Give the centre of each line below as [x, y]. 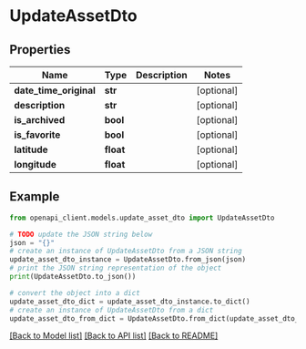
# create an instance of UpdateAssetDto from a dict [112, 310]
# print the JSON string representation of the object [116, 268]
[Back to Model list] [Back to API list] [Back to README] [114, 336]
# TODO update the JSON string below [81, 234]
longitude [35, 164]
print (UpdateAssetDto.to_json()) [73, 277]
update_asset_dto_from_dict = [67, 318]
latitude [31, 149]
